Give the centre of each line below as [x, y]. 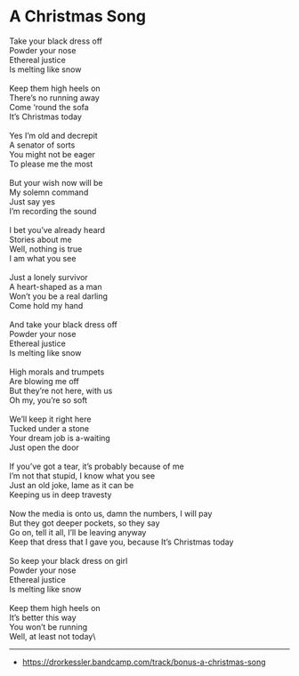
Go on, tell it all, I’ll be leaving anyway [78, 532]
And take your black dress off [64, 324]
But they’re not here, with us [61, 390]
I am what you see [43, 258]
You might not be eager [53, 154]
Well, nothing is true [46, 249]
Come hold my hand [46, 305]
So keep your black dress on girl [69, 560]
